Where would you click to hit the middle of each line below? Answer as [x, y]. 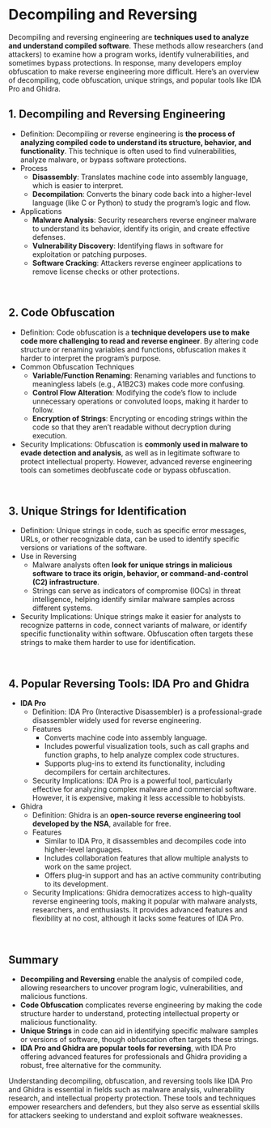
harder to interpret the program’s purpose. [91, 358]
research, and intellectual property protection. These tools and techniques [132, 1098]
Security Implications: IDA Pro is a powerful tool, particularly [132, 781]
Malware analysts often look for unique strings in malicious [132, 565]
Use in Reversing [48, 557]
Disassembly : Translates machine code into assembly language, [140, 177]
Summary [34, 960]
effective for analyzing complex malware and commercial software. [144, 789]
